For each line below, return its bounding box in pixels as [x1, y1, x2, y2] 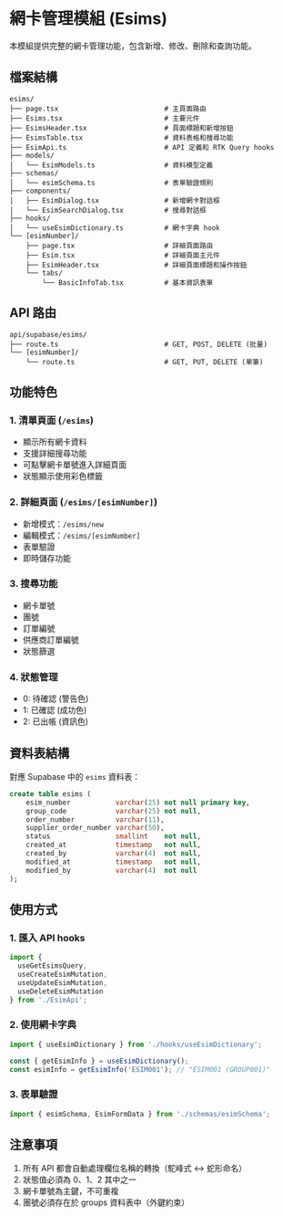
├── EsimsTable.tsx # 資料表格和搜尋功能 [9, 133, 234, 142]
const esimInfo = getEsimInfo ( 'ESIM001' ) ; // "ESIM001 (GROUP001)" [9, 1065, 271, 1074]
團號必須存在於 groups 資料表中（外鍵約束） [22, 1197, 189, 1208]
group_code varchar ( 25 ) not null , [25, 806, 202, 815]
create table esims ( [9, 789, 92, 799]
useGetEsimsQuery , [17, 961, 88, 970]
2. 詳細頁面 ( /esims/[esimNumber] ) [9, 496, 157, 509]
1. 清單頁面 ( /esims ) [9, 414, 94, 426]
